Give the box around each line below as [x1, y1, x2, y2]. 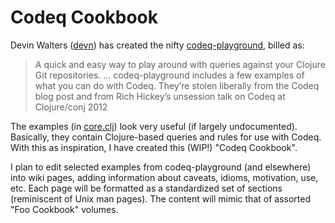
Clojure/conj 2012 [34, 101, 108, 113]
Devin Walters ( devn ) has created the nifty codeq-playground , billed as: [10, 39, 305, 51]
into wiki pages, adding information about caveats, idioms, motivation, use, [10, 171, 319, 183]
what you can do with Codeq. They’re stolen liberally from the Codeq [34, 79, 320, 91]
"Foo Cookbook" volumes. [10, 203, 119, 215]
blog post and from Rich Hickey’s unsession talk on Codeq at [34, 90, 286, 102]
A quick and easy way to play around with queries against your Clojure [34, 58, 326, 70]
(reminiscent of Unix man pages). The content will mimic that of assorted [10, 192, 311, 205]
